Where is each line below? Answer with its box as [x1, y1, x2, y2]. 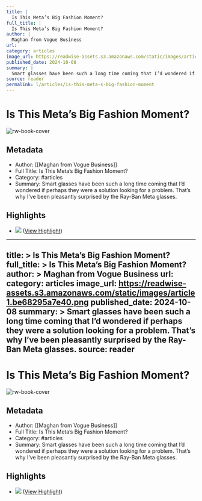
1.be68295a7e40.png [6, 297, 89, 307]
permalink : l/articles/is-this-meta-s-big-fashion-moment [6, 82, 155, 88]
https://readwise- [118, 278, 187, 288]
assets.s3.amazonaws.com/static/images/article [6, 287, 195, 298]
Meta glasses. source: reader [23, 344, 135, 354]
